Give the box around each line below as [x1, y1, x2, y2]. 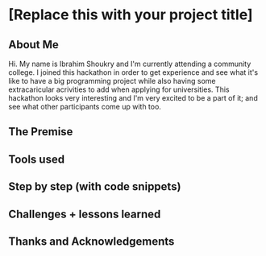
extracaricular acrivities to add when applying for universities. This [8, 85, 230, 94]
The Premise [8, 125, 73, 138]
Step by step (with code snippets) [8, 180, 181, 194]
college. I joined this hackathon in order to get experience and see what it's [8, 68, 259, 77]
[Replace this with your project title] [8, 6, 253, 24]
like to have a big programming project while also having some [8, 76, 216, 85]
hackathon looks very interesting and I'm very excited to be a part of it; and [8, 93, 258, 102]
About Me [8, 38, 59, 52]
